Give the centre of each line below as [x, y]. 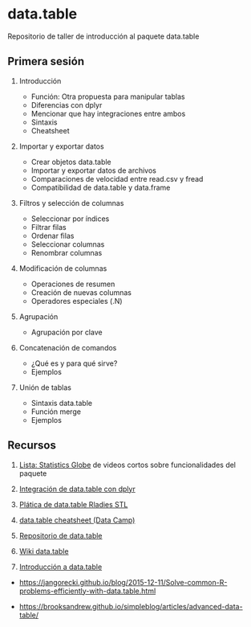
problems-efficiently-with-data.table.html [87, 591]
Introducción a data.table [61, 567]
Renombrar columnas [67, 252]
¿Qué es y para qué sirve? [74, 363]
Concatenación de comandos [68, 347]
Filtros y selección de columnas [71, 203]
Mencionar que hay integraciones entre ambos [108, 113]
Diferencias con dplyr [67, 104]
